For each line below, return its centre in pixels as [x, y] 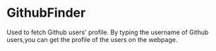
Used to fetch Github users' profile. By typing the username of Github [108, 32]
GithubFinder [46, 13]
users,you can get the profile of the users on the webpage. [92, 39]
